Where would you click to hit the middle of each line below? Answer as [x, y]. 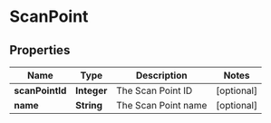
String [89, 105]
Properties [40, 50]
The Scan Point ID [155, 90]
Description [161, 76]
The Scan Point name [162, 105]
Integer [92, 90]
